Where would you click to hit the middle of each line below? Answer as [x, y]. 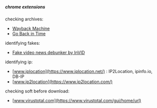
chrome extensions [25, 7]
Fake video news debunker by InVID [48, 52]
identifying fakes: [23, 43]
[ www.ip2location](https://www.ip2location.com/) [62, 81]
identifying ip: [19, 62]
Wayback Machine [31, 28]
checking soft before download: [37, 91]
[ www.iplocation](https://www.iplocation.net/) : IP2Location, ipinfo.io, [82, 71]
